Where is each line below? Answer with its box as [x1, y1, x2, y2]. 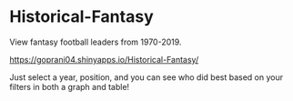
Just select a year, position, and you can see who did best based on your [9, 71, 284, 83]
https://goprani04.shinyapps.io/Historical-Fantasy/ [9, 54, 199, 65]
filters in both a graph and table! [9, 81, 130, 92]
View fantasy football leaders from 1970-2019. [9, 36, 182, 47]
